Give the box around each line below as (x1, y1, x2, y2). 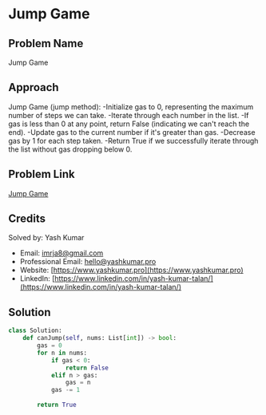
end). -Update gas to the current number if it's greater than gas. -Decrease (8, 127, 256, 136)
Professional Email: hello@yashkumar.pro (19, 257, 157, 267)
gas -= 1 (50, 386, 81, 394)
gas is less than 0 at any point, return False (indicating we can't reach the (8, 119, 250, 128)
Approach (8, 81, 59, 94)
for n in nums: (37, 349, 88, 357)
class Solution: (8, 326, 62, 335)
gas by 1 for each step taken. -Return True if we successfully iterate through (8, 136, 259, 145)
